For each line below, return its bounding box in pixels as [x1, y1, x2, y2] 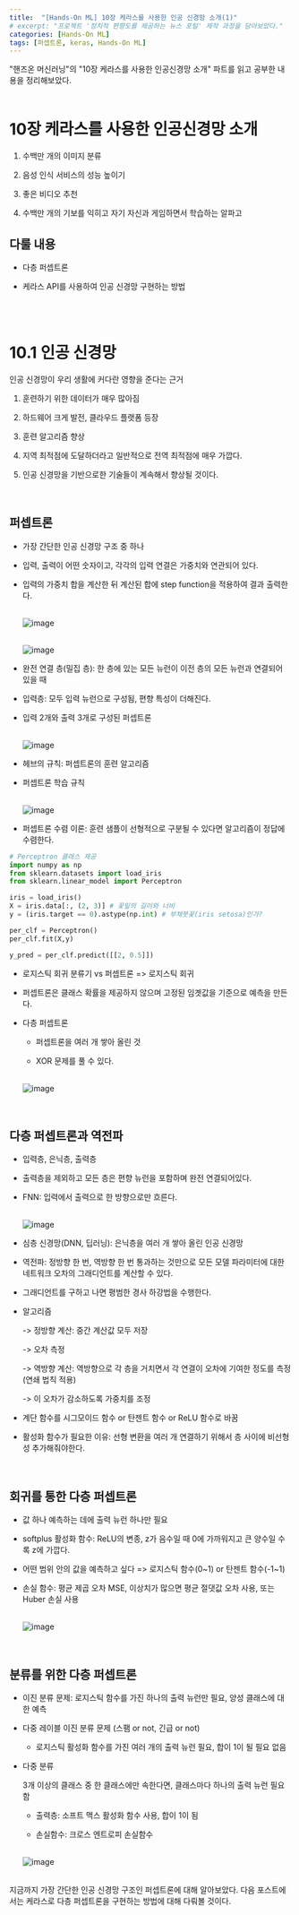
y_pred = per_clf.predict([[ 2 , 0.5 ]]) [9, 951, 154, 960]
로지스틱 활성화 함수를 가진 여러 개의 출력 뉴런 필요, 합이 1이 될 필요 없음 [35, 1741, 286, 1752]
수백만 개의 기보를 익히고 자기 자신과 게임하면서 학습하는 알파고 [21, 208, 243, 219]
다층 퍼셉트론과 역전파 [9, 1128, 124, 1143]
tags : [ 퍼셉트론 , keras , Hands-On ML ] [9, 38, 147, 47]
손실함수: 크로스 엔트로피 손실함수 [35, 1829, 154, 1840]
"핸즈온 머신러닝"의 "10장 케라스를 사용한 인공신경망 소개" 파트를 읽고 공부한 [9, 64, 276, 74]
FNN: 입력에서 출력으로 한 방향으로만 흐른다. [21, 1192, 177, 1203]
